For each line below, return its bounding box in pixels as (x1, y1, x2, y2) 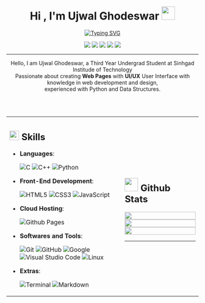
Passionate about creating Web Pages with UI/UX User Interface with (15, 72, 190, 79)
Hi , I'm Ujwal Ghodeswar (29, 9, 160, 23)
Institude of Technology (73, 66, 132, 73)
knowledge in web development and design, (46, 79, 159, 86)
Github (140, 182, 171, 194)
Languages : (20, 149, 55, 158)
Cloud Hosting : (20, 204, 64, 213)
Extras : (20, 267, 41, 276)
